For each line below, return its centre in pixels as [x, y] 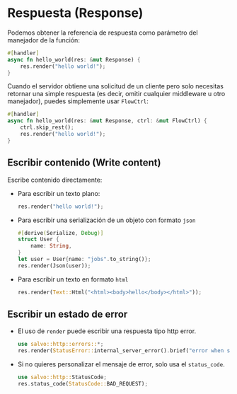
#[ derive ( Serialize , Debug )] [60, 233]
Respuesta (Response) [75, 13]
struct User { [38, 239]
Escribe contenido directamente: [55, 180]
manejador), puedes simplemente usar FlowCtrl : [78, 101]
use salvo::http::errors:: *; [60, 344]
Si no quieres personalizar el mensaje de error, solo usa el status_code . [121, 364]
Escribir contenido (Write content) [84, 163]
